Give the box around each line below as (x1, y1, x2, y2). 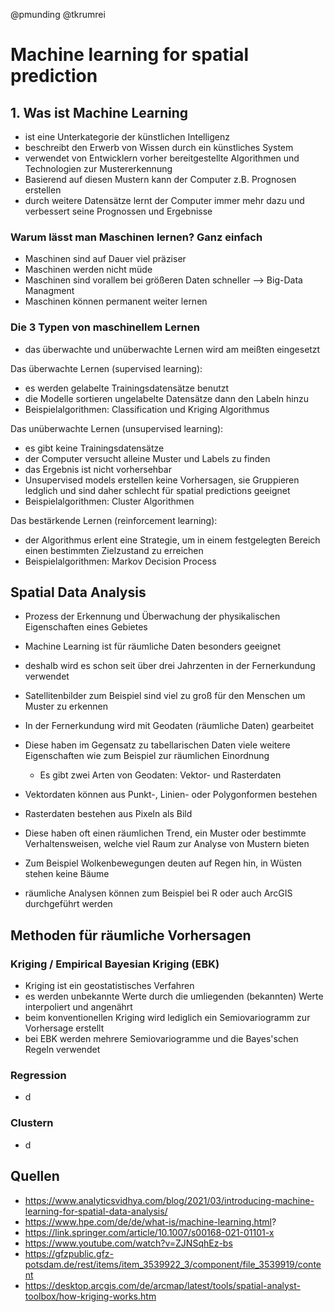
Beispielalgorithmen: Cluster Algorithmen (24, 495, 195, 507)
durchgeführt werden (24, 898, 113, 910)
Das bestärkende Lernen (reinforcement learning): (10, 514, 218, 526)
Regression (10, 1069, 67, 1083)
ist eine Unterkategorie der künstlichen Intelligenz (24, 131, 230, 143)
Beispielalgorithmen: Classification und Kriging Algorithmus (24, 403, 270, 415)
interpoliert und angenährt (24, 1001, 133, 1013)
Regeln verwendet (24, 1044, 101, 1056)
